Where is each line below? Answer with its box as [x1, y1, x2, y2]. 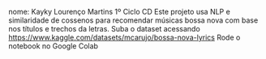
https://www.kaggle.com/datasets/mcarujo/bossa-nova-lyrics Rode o [8, 32, 241, 42]
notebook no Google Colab [8, 41, 99, 51]
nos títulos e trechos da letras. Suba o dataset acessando [8, 24, 200, 33]
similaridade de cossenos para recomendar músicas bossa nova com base [8, 15, 259, 25]
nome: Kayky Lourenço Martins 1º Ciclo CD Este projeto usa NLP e [8, 7, 231, 16]
